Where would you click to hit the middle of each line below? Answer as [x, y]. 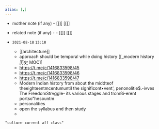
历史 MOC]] [31, 62]
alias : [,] [16, 9]
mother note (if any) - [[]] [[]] [41, 23]
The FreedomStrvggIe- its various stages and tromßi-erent [78, 93]
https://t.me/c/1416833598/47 [49, 78]
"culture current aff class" [34, 123]
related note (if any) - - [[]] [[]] [42, 32]
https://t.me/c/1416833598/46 [49, 72]
